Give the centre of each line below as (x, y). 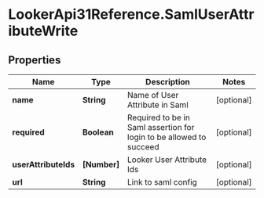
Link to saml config (162, 182)
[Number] (101, 164)
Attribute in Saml (158, 105)
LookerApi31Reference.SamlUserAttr (131, 14)
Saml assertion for (161, 127)
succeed (143, 147)
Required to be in (158, 117)
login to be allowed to (167, 137)
